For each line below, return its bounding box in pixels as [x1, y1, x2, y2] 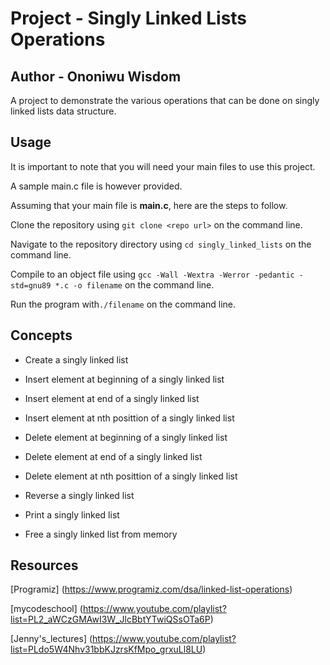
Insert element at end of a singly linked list [24, 392, 200, 404]
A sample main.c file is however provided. [10, 180, 183, 192]
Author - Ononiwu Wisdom [10, 68, 182, 85]
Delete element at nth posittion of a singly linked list [24, 470, 238, 482]
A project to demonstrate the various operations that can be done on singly [10, 95, 320, 106]
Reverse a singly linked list [24, 489, 135, 501]
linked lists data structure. [10, 105, 117, 117]
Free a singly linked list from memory [24, 528, 178, 540]
